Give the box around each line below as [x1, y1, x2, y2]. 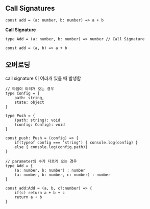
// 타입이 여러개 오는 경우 [5, 86, 55, 91]
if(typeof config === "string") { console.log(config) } [14, 140, 138, 145]
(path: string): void [14, 118, 60, 123]
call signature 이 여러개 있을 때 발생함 [5, 75, 81, 81]
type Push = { [5, 113, 36, 118]
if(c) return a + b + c [14, 190, 65, 195]
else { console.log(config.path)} [14, 144, 88, 150]
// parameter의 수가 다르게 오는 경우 [5, 158, 77, 164]
